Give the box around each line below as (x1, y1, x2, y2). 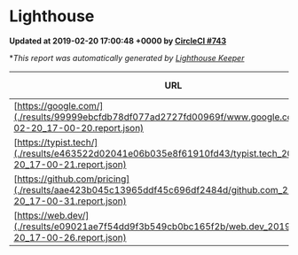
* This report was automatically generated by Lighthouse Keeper (9, 52, 245, 63)
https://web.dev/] (17, 209, 90, 221)
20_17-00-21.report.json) (13, 158, 127, 170)
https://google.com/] (17, 99, 104, 112)
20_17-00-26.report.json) (13, 231, 127, 243)
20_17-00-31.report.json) (13, 195, 127, 207)
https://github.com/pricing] (17, 173, 130, 185)
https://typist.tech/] (17, 135, 98, 148)
